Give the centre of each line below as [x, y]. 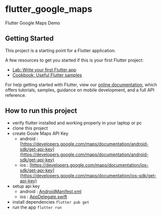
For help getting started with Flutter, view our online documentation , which [81, 84]
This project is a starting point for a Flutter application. [60, 50]
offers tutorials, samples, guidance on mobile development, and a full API [80, 90]
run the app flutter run [37, 207]
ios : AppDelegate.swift [43, 197]
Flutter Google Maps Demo [33, 23]
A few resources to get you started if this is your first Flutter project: [74, 60]
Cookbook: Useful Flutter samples [47, 75]
